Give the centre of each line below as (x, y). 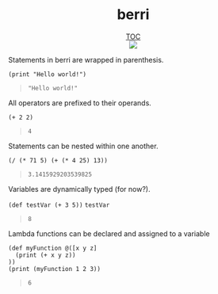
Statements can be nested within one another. (83, 146)
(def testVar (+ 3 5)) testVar (59, 205)
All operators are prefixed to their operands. (80, 103)
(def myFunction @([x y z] (53, 248)
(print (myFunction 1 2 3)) (55, 269)
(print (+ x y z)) (46, 255)
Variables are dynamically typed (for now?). (79, 189)
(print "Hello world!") (48, 74)
